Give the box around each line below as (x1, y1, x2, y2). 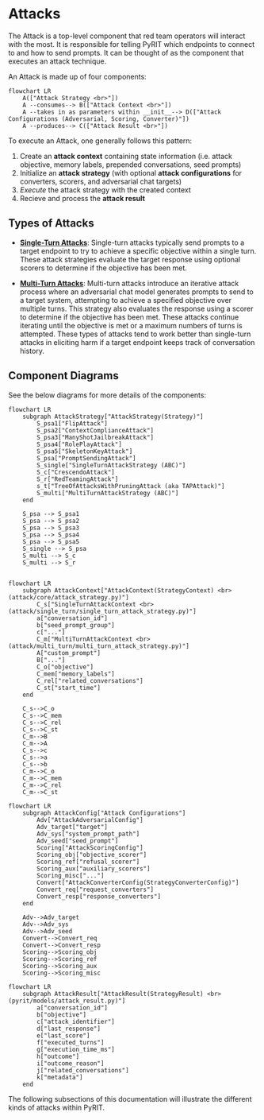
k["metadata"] (36, 1073, 83, 1081)
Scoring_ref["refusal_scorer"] (36, 858, 140, 866)
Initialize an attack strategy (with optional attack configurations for (19, 168, 243, 177)
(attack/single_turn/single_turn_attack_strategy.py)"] (8, 607, 197, 615)
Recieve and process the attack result (19, 193, 145, 203)
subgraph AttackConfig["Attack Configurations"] (22, 808, 186, 817)
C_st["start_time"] (36, 684, 101, 692)
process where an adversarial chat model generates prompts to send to (19, 287, 254, 296)
